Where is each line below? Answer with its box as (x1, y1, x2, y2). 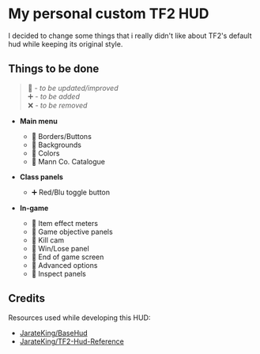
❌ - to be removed (27, 100, 88, 110)
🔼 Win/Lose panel (31, 243, 89, 253)
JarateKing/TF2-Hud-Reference (19, 337, 124, 346)
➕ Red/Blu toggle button (31, 187, 111, 197)
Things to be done (8, 62, 100, 76)
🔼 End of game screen (31, 252, 104, 262)
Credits (8, 292, 46, 305)
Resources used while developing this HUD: (8, 313, 151, 322)
